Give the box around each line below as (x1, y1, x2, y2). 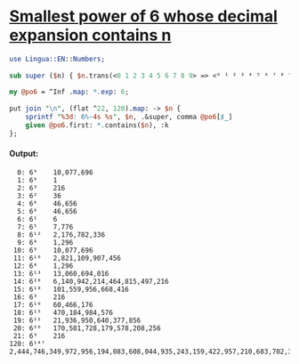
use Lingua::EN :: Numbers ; (9, 54, 105, 63)
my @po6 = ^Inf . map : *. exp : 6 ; (9, 87, 129, 97)
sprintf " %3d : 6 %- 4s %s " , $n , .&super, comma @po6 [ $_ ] (25, 113, 233, 122)
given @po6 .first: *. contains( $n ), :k (25, 120, 169, 130)
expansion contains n (9, 25, 172, 45)
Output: (9, 149, 38, 159)
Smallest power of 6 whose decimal (9, 6, 279, 27)
